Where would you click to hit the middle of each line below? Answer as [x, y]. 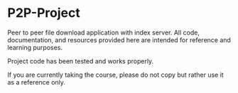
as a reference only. [37, 82]
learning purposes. [35, 47]
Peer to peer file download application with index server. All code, [104, 32]
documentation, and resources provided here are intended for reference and [119, 39]
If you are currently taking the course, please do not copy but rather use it [115, 75]
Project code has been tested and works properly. [81, 61]
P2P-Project [44, 13]
